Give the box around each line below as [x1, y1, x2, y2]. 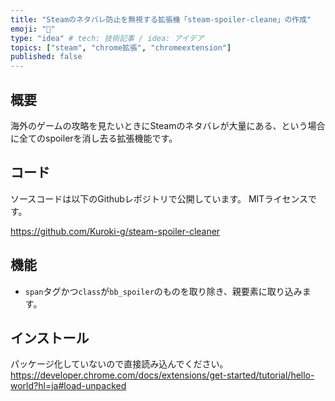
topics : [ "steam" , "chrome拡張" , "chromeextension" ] [10, 42, 232, 53]
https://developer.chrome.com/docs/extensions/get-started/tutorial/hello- [10, 369, 315, 381]
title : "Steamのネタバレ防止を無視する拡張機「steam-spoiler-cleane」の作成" [10, 14, 312, 25]
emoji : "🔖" [10, 24, 56, 34]
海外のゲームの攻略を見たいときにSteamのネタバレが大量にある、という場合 [10, 119, 326, 131]
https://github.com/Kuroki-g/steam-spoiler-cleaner [10, 225, 221, 237]
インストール [10, 329, 90, 346]
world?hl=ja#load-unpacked [10, 380, 127, 392]
